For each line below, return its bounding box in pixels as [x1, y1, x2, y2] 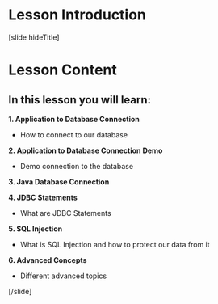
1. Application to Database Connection [8, 114, 140, 124]
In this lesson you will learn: [8, 93, 152, 107]
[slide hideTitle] [8, 32, 60, 42]
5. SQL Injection [8, 224, 63, 234]
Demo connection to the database [19, 161, 134, 171]
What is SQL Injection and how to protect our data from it [19, 239, 210, 249]
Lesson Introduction [8, 6, 147, 24]
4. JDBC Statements [8, 192, 78, 202]
